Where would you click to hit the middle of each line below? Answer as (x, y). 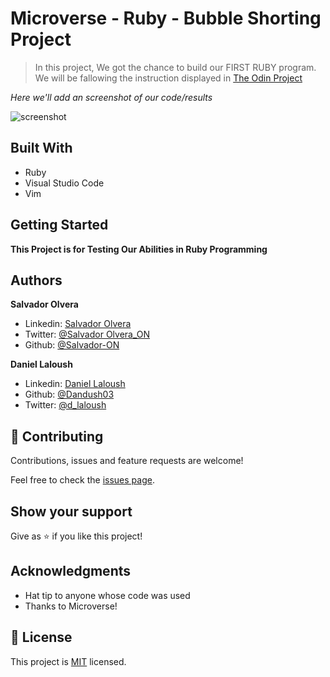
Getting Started (59, 225)
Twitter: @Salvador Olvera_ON (87, 334)
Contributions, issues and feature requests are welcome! (127, 461)
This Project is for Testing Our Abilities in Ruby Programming (139, 249)
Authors (36, 280)
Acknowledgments (71, 571)
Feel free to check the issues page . (82, 480)
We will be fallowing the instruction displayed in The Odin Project (168, 78)
